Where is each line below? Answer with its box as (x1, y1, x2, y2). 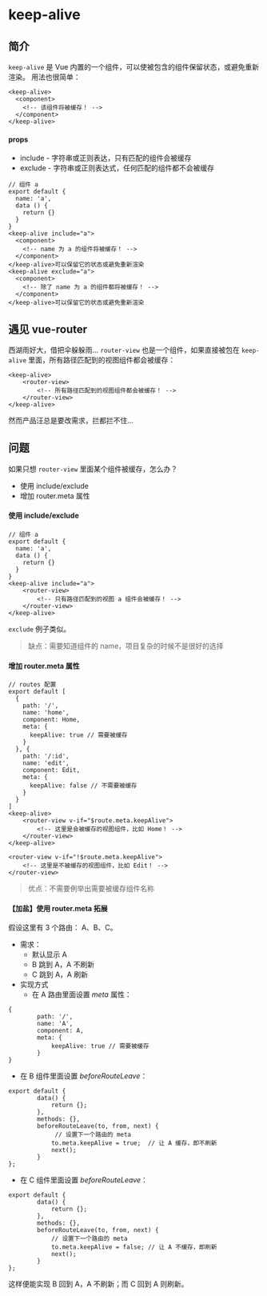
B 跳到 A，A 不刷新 (31, 960, 94, 970)
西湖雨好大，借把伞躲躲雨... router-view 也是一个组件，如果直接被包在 (8, 346, 240, 355)
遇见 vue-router (8, 322, 88, 336)
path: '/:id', (22, 752, 70, 761)
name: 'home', (22, 709, 70, 717)
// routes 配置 (8, 681, 57, 689)
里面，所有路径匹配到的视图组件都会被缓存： (27, 355, 176, 365)
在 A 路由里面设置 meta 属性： (31, 990, 132, 999)
